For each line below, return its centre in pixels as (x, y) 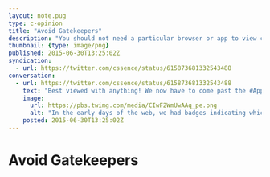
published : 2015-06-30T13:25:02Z (64, 53)
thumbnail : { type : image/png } (59, 46)
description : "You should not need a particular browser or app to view (133, 38)
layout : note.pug (37, 16)
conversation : (32, 76)
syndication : (30, 61)
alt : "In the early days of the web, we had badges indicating (138, 113)
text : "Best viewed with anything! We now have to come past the (135, 91)
